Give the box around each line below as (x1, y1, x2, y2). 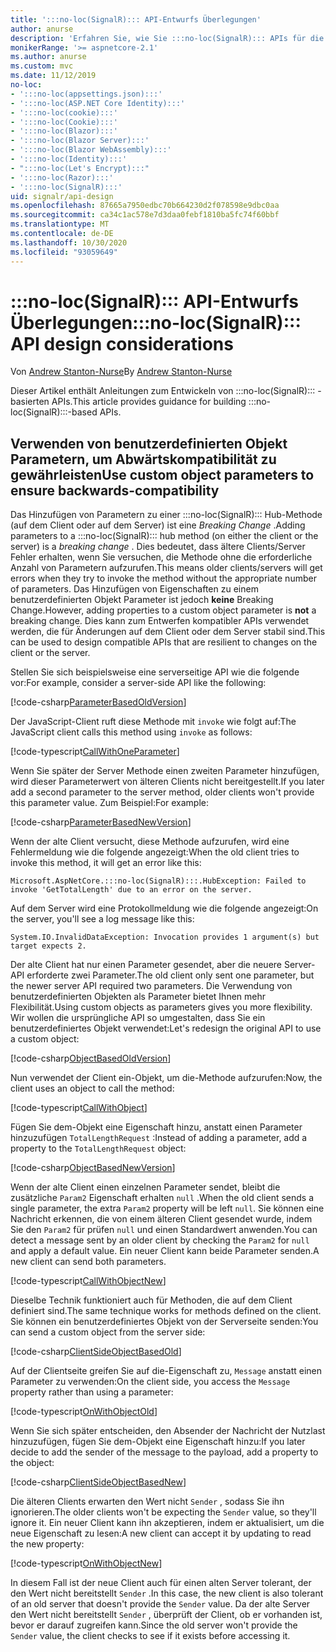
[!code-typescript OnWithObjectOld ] (10, 1406, 158, 1418)
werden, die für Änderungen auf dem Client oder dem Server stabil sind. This (10, 626, 326, 638)
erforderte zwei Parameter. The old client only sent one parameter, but (26, 969, 315, 981)
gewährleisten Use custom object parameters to (10, 466, 315, 483)
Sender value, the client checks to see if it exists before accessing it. (10, 1630, 291, 1642)
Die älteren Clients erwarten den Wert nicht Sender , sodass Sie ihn (10, 1496, 285, 1508)
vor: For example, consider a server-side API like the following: (10, 677, 267, 689)
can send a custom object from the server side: (10, 1326, 206, 1338)
